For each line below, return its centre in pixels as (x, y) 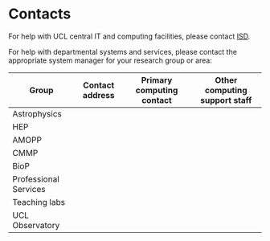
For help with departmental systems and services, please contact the (123, 51)
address (99, 95)
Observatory (36, 225)
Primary (157, 80)
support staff (226, 100)
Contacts (40, 14)
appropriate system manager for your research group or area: (110, 60)
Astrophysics (37, 113)
